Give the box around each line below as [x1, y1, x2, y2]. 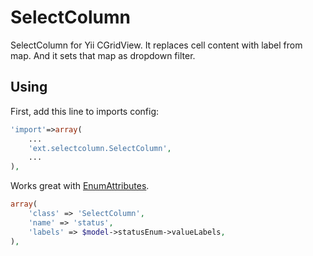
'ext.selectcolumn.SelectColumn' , [28, 143, 172, 153]
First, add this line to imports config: [10, 105, 160, 117]
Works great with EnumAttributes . [10, 180, 150, 192]
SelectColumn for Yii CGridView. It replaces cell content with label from [10, 39, 303, 51]
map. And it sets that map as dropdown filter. [10, 49, 196, 61]
